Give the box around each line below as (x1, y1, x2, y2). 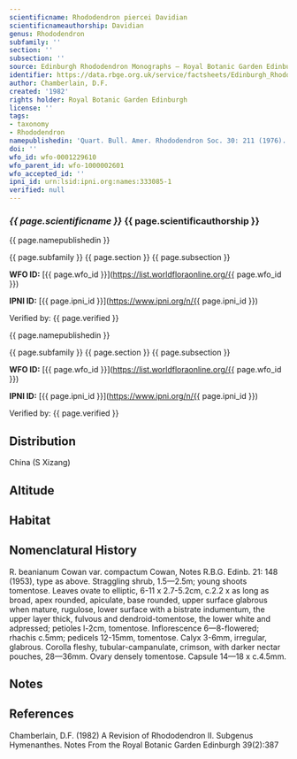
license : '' (9, 103, 53, 112)
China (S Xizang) (9, 457, 71, 468)
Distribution (9, 433, 77, 448)
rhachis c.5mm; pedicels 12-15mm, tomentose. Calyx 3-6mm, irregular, (9, 632, 267, 642)
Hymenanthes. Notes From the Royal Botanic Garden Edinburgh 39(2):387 (9, 740, 279, 750)
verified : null (9, 186, 65, 195)
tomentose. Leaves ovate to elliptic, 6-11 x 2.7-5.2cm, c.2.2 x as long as (9, 585, 270, 595)
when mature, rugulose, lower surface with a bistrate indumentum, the (9, 603, 265, 615)
